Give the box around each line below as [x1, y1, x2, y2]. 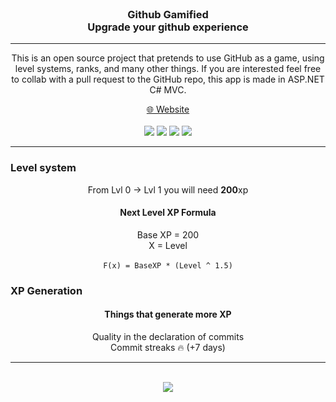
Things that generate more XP [104, 308, 232, 321]
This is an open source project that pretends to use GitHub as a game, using [11, 52, 325, 64]
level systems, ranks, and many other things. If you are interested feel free [14, 63, 322, 75]
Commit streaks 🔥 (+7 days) [110, 341, 226, 353]
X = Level [148, 239, 188, 251]
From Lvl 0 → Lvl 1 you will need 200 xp [87, 183, 249, 196]
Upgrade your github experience [87, 20, 249, 34]
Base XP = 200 [136, 228, 200, 241]
